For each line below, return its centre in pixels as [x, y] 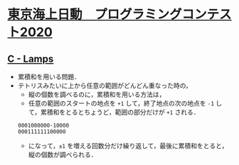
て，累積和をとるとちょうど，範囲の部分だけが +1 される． [114, 112]
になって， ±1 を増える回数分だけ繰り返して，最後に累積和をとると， [128, 146]
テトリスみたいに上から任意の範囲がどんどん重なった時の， [105, 85]
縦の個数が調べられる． [63, 154]
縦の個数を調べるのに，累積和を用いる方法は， [97, 94]
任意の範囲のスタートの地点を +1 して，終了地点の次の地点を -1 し [125, 103]
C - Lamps [31, 58]
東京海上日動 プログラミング [95, 15]
